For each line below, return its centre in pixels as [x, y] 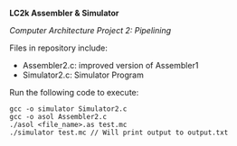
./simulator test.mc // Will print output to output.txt [119, 132]
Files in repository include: [59, 48]
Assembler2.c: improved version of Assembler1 [110, 65]
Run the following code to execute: [74, 92]
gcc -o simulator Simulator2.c [68, 109]
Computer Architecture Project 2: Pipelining [90, 30]
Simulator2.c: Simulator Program [83, 75]
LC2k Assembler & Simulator [64, 13]
